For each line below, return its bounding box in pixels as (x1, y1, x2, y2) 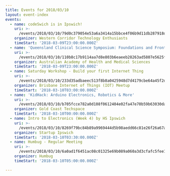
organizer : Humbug (14, 154, 53, 159)
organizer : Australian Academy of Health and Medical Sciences (14, 59, 151, 64)
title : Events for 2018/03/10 (5, 7, 69, 13)
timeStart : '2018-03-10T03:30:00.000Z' (14, 135, 99, 140)
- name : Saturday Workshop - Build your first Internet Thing (10, 69, 144, 74)
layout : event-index (5, 12, 49, 17)
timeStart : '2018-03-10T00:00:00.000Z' (14, 111, 99, 117)
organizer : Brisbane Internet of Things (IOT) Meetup (14, 83, 130, 88)
